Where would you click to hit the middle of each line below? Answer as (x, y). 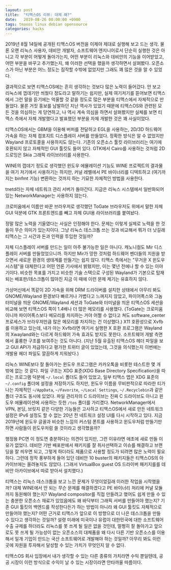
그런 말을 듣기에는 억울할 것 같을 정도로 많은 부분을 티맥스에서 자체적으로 (87, 99)
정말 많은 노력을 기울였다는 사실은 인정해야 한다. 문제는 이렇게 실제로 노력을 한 (83, 224)
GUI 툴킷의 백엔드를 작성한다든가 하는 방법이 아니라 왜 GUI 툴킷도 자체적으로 (86, 507)
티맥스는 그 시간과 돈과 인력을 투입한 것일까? (49, 236)
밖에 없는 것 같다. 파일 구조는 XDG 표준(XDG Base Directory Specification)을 (83, 371)
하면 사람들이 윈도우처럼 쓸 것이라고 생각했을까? (53, 428)
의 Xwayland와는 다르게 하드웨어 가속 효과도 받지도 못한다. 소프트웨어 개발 (79, 335)
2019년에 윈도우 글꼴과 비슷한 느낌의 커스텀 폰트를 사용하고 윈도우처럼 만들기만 (84, 422)
